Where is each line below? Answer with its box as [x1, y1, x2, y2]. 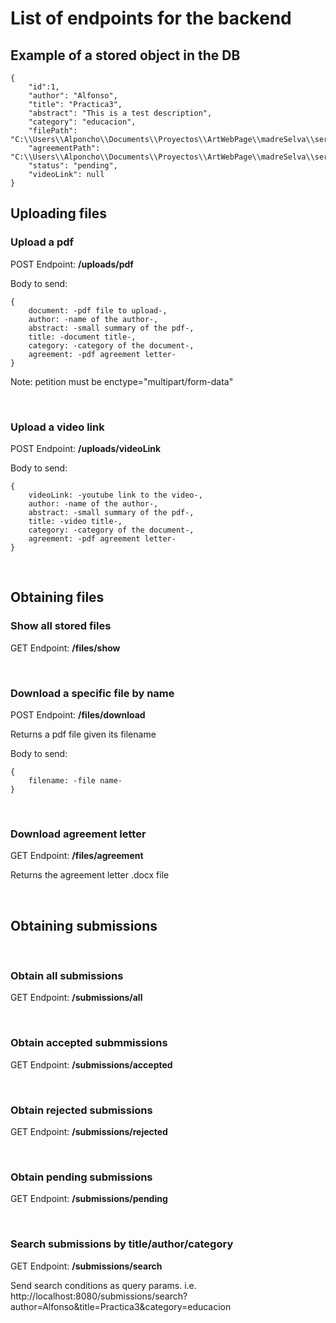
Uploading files [10, 205, 108, 222]
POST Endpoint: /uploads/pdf [10, 258, 134, 270]
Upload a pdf [10, 235, 75, 249]
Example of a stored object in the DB [10, 47, 241, 64]
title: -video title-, [28, 516, 123, 526]
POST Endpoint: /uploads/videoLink [10, 442, 162, 454]
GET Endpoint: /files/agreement [10, 850, 144, 862]
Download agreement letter [10, 827, 147, 841]
